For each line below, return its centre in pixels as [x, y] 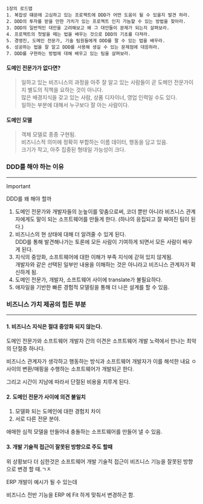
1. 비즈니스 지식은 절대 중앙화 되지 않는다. [54, 326]
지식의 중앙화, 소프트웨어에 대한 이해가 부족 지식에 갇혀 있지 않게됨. [94, 257]
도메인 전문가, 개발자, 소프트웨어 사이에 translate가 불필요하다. [89, 280]
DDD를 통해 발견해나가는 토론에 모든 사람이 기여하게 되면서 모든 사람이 [98, 241]
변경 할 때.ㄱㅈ [34, 469]
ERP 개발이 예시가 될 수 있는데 [42, 482]
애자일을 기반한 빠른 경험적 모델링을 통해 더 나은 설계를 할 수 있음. [92, 287]
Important [18, 186]
